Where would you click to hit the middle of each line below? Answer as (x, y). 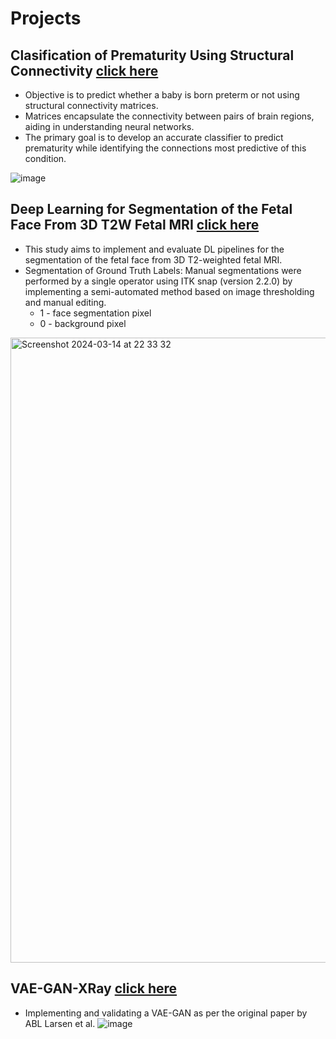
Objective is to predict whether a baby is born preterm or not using (162, 95)
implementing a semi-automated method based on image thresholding (169, 291)
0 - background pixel (83, 323)
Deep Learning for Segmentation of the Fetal (151, 209)
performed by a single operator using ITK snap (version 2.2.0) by (158, 281)
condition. (45, 158)
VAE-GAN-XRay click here (94, 988)
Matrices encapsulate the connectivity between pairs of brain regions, (169, 116)
